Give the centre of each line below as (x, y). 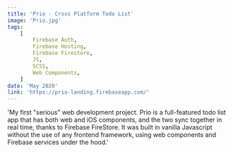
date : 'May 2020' (33, 86)
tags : (15, 27)
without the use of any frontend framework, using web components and (112, 135)
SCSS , (41, 66)
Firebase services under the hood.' (58, 142)
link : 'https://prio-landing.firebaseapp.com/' (79, 92)
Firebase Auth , (55, 40)
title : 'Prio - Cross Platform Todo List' (71, 14)
